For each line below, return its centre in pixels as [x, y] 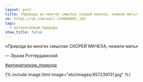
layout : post [18, 10]
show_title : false [24, 32]
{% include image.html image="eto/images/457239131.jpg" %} [68, 74]
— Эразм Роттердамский [31, 56]
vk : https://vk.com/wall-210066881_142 [45, 19]
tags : [10, 23]
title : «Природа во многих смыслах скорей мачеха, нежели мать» [71, 14]
